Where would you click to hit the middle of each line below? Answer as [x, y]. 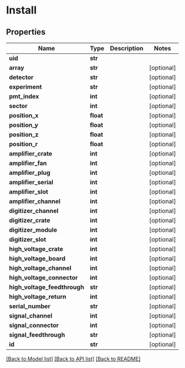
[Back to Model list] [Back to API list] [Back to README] [73, 359]
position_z [24, 134]
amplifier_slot [29, 192]
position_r [23, 144]
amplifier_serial [31, 182]
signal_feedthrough [37, 335]
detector [21, 77]
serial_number [30, 306]
